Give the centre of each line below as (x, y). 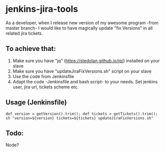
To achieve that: (31, 49)
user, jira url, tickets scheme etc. (46, 87)
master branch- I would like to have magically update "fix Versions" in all (79, 28)
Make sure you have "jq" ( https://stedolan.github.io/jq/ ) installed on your (86, 61)
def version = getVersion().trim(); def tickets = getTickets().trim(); (82, 114)
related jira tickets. (24, 33)
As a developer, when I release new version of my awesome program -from (82, 23)
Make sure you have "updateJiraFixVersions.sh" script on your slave (82, 71)
